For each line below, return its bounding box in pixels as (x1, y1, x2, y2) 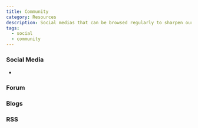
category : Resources (6, 14, 57, 20)
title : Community (6, 8, 49, 15)
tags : (6, 25, 19, 31)
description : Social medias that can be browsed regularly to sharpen (6, 19, 183, 25)
